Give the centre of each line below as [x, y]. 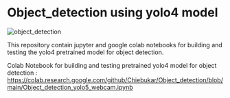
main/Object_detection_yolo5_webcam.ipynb [70, 87]
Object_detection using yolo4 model [113, 13]
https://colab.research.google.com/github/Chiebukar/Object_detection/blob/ [115, 79]
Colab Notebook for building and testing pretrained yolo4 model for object [112, 65]
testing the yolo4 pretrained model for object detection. [85, 52]
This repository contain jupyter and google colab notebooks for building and [115, 45]
